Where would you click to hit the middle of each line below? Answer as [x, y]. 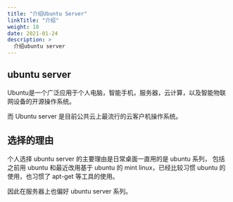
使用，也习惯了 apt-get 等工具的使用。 [63, 176]
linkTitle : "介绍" [33, 20]
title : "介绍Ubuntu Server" [48, 14]
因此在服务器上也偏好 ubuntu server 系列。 [70, 191]
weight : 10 [23, 27]
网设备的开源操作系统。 [41, 101]
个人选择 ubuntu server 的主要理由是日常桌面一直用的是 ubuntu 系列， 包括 [116, 159]
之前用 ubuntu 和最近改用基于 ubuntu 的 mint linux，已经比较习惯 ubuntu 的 [116, 167]
